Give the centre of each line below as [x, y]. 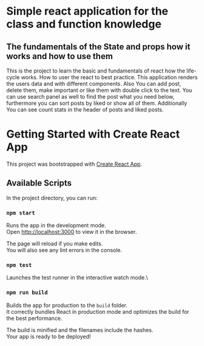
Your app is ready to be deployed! [49, 336]
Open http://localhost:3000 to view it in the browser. [72, 232]
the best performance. [34, 318]
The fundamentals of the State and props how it [98, 47]
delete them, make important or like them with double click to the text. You [99, 90]
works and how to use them [60, 56]
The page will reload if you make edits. [55, 244]
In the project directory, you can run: [52, 198]
